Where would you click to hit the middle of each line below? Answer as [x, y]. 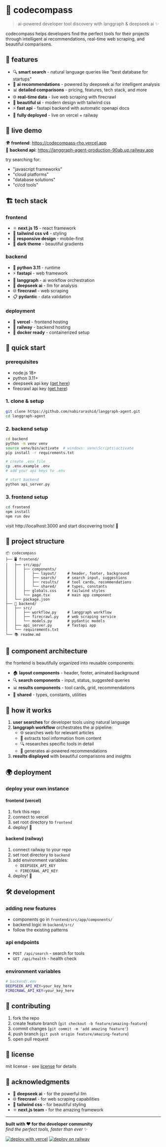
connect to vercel [31, 817]
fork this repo [26, 811]
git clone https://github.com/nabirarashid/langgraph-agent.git [73, 411]
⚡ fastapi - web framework [40, 273]
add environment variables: [40, 860]
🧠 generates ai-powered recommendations [64, 751]
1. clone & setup [25, 401]
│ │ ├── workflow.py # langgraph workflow [59, 613]
